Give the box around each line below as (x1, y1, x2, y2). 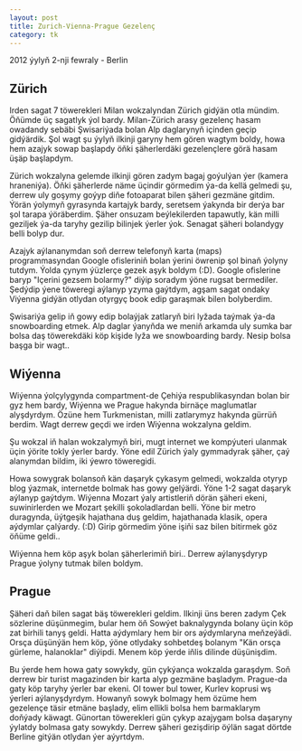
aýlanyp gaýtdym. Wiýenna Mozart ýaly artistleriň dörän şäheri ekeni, (9, 493, 268, 502)
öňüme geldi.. (9, 530, 61, 541)
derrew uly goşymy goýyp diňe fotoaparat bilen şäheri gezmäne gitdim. (9, 190, 276, 201)
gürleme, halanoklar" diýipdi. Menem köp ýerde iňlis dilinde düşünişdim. (9, 646, 278, 657)
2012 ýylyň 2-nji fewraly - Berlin (9, 55, 128, 66)
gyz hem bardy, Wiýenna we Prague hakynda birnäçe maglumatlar (9, 399, 258, 410)
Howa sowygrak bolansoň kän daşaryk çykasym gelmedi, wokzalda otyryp (9, 474, 288, 483)
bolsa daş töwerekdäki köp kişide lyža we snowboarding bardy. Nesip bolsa (9, 331, 291, 342)
